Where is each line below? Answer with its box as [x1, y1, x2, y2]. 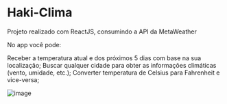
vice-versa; [7, 75, 40, 83]
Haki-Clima [7, 5, 73, 21]
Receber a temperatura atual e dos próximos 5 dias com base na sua [7, 53, 202, 62]
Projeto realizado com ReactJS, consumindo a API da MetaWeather [7, 27, 198, 36]
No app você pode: [7, 40, 62, 49]
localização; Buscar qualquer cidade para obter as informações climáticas [7, 61, 217, 69]
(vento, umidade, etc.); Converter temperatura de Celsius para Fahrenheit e [7, 68, 220, 77]
